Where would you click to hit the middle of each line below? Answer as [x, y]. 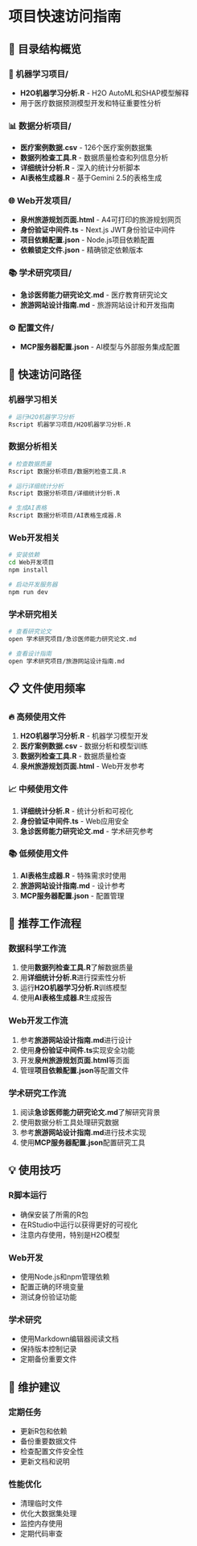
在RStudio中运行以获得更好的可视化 [79, 1225]
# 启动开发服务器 [33, 584]
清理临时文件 [41, 1503]
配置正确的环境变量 [52, 1287]
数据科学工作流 [37, 949]
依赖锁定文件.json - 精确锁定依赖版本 [81, 250]
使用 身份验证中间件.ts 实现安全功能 [77, 1050]
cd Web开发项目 [31, 563]
